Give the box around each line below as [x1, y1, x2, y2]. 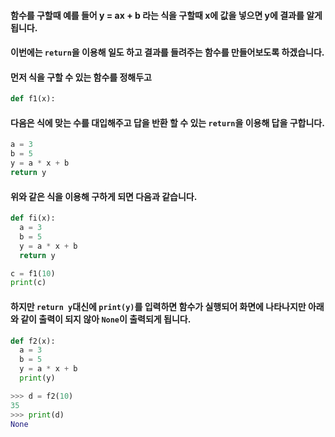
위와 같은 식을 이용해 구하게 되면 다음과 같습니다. [10, 190, 198, 202]
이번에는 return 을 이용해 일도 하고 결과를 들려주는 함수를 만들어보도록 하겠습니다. [10, 46, 325, 59]
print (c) [10, 278, 47, 288]
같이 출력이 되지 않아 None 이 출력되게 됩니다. [20, 313, 192, 325]
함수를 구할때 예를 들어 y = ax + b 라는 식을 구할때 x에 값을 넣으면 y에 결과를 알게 [10, 9, 323, 21]
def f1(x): [10, 94, 56, 104]
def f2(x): [10, 336, 56, 346]
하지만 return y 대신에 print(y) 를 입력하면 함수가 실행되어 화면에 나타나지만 [10, 300, 307, 312]
